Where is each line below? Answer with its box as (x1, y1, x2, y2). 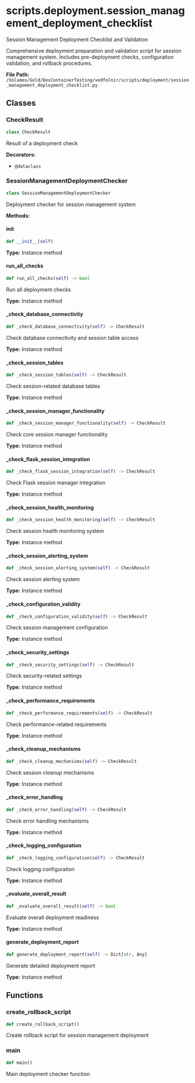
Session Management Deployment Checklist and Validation (6, 36, 148, 43)
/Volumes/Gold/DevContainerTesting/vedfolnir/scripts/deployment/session (6, 77, 190, 83)
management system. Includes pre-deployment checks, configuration (6, 53, 174, 60)
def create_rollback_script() (6, 1021, 80, 1027)
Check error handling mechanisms (6, 817, 89, 824)
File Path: (6, 71, 30, 78)
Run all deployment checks (6, 286, 71, 293)
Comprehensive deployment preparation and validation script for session (6, 47, 182, 54)
